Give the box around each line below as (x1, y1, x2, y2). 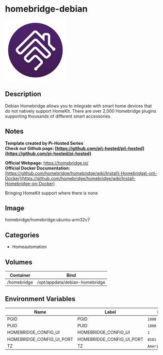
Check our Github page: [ (5, 145, 57, 151)
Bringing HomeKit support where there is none (5, 190, 98, 196)
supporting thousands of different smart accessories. (5, 113, 112, 119)
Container (9, 272, 31, 278)
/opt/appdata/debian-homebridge (37, 279, 106, 285)
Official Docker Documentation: (5, 165, 70, 171)
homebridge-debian (5, 3, 88, 15)
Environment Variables (5, 295, 76, 303)
